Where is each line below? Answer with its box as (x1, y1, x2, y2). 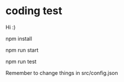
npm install (5, 35, 32, 42)
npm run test (5, 58, 37, 65)
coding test (5, 4, 63, 18)
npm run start (5, 46, 39, 54)
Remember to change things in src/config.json (5, 69, 119, 76)
